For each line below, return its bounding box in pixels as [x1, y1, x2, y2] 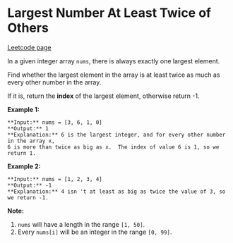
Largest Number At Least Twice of [7, 5, 212, 21]
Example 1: [7, 105, 40, 113]
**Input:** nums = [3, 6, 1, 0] [7, 118, 102, 126]
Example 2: [7, 162, 41, 170]
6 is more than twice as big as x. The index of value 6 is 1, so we [7, 143, 220, 151]
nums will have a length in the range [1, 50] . [17, 220, 145, 228]
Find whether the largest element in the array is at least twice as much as [7, 70, 220, 79]
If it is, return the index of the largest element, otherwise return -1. [7, 92, 200, 100]
